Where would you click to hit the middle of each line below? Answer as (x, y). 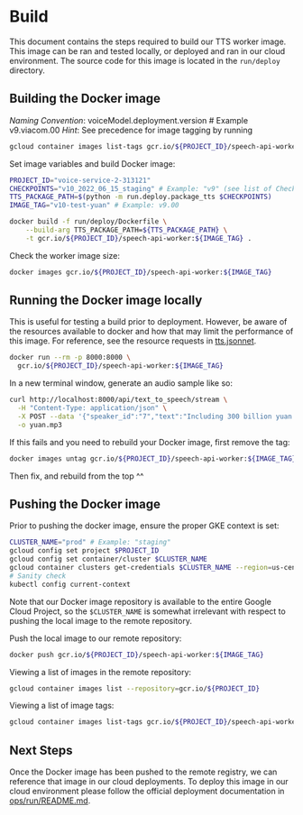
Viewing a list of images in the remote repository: (101, 672)
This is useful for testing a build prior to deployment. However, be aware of (148, 322)
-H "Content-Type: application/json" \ (92, 408)
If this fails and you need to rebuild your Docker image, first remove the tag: (150, 442)
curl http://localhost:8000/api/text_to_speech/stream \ (119, 400)
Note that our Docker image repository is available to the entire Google (141, 601)
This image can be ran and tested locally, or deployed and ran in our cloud (147, 50)
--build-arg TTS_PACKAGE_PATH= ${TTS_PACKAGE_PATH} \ (127, 230)
